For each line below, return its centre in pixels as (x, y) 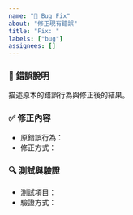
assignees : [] (32, 46)
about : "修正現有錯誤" (43, 24)
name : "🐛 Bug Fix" (39, 16)
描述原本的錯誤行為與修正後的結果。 (69, 95)
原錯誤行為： (41, 137)
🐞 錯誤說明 (29, 76)
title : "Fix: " (34, 31)
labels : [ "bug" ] (36, 39)
